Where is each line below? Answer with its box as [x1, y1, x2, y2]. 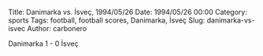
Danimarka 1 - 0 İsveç [8, 39, 79, 48]
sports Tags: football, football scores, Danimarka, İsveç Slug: [8, 16, 206, 25]
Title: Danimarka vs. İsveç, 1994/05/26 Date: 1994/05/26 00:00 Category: [8, 8, 248, 16]
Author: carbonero [27, 24, 87, 33]
